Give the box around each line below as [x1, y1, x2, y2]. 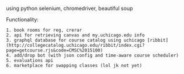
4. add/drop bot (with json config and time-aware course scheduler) [6, 53, 179, 58]
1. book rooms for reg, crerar [6, 27, 82, 33]
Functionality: [6, 16, 39, 23]
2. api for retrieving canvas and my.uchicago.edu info [6, 32, 145, 38]
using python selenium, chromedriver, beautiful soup [6, 5, 133, 12]
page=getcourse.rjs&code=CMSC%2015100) [6, 47, 103, 53]
